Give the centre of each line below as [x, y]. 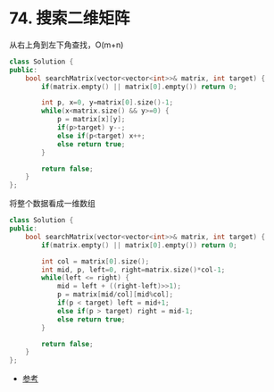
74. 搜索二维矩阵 [70, 18]
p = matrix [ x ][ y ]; [91, 120]
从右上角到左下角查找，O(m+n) [66, 45]
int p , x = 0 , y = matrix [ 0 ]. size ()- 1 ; [108, 103]
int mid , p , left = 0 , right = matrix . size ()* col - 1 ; [133, 270]
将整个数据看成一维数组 [52, 204]
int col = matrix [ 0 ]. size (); [95, 261]
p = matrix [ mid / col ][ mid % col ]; [115, 295]
